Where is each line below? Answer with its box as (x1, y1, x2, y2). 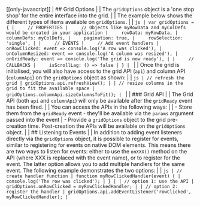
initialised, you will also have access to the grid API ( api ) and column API (6, 67, 186, 75)
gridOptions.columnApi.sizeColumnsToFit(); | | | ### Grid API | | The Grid (6, 91, 193, 98)
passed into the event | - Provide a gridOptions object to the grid (6, 116, 166, 123)
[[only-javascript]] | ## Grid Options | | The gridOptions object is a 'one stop (6, 6, 195, 13)
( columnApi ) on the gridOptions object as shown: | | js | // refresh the (6, 74, 184, 81)
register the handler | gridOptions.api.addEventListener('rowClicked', (6, 189, 192, 195)
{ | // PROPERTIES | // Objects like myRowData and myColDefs (6, 24, 186, 30)
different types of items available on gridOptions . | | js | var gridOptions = (6, 19, 195, 25)
